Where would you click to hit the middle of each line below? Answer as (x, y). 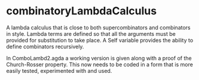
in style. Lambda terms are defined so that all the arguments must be (91, 33)
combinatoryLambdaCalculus (82, 11)
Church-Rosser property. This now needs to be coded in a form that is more (99, 64)
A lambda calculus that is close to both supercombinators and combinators (99, 27)
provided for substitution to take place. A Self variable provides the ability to (100, 40)
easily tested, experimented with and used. (59, 70)
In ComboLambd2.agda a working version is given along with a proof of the (99, 58)
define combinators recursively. (45, 47)
